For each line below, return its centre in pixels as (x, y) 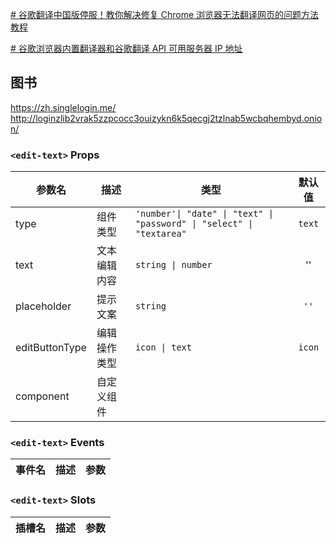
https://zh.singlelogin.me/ (63, 107)
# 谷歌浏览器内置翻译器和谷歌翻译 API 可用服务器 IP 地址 (126, 48)
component (42, 396)
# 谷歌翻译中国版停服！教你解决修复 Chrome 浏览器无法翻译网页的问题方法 (165, 14)
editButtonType (51, 348)
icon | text (163, 347)
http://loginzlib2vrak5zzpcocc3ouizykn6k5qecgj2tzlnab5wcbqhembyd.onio (166, 118)
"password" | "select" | (194, 224)
